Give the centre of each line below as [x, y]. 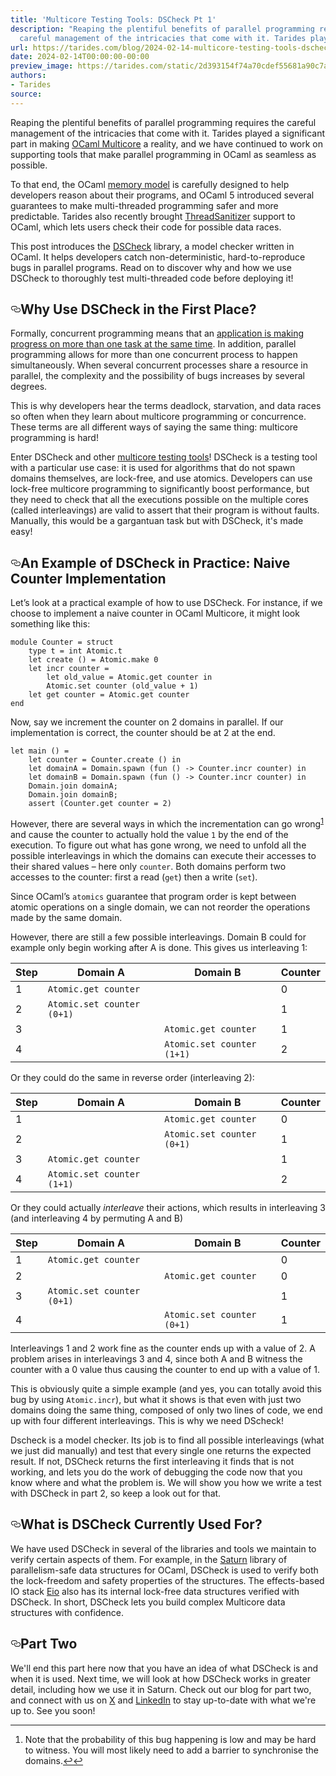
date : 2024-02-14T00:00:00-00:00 [80, 57]
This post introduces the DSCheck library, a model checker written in [152, 246]
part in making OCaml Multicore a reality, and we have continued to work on [167, 143]
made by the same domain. [66, 917]
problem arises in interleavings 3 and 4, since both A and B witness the [156, 1358]
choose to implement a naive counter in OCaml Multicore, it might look [155, 613]
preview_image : [42, 66]
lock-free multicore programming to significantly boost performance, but [160, 489]
